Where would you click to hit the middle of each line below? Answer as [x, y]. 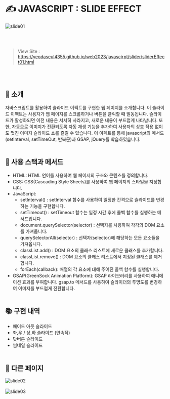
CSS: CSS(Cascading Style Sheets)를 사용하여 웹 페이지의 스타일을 [80, 181]
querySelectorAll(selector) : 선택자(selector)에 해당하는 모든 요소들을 [90, 237]
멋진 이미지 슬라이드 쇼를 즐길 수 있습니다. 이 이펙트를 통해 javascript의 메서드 [87, 133]
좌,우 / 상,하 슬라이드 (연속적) [41, 333]
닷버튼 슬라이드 [28, 339]
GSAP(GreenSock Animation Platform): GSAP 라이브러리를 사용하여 [81, 275]
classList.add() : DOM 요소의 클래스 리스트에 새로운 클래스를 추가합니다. [92, 250]
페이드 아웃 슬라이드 [32, 327]
